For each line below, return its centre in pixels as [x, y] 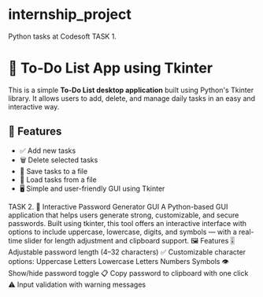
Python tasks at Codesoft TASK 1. [62, 36]
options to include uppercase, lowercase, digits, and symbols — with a [123, 232]
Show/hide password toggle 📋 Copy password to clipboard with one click [128, 273]
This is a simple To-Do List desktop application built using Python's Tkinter [131, 90]
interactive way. [34, 106]
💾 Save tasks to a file [54, 171]
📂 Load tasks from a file [58, 180]
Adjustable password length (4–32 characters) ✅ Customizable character [127, 252]
